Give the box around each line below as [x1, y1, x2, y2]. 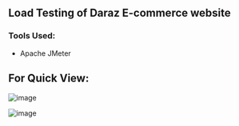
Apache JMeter [19, 48, 72, 58]
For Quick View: [8, 72, 90, 85]
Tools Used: [8, 30, 56, 41]
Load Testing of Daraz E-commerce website [8, 6, 232, 20]
